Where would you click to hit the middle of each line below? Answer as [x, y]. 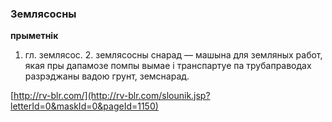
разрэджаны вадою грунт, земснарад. [107, 76]
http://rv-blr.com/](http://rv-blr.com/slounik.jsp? [112, 96]
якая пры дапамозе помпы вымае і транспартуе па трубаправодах [168, 66]
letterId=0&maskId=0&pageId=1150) [84, 106]
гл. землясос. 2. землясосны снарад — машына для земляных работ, [173, 55]
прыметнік [34, 36]
